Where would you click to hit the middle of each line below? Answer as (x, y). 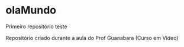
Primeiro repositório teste (36, 26)
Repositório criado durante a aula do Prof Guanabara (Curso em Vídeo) (92, 38)
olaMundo (31, 10)
